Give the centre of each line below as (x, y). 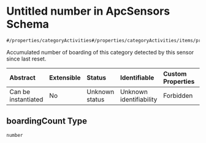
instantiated (26, 99)
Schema (28, 24)
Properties (179, 81)
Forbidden (178, 95)
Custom (175, 73)
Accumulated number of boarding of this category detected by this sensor (100, 52)
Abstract (22, 78)
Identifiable (137, 78)
